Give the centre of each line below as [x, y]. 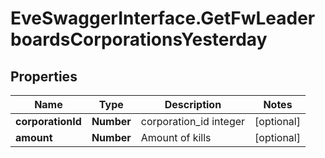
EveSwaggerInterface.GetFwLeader [163, 18]
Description [193, 104]
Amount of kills [176, 137]
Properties [44, 76]
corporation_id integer [193, 121]
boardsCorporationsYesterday [139, 39]
